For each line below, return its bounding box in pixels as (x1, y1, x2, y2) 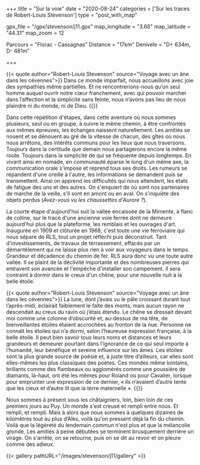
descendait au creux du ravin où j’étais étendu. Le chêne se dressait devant (6, 308, 192, 316)
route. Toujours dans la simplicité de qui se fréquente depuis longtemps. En (6, 152, 192, 159)
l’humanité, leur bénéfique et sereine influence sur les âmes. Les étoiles (6, 347, 183, 353)
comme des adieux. (6, 440, 55, 448)
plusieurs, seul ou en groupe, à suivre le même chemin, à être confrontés (6, 120, 186, 127)
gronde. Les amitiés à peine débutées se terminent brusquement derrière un (6, 428, 194, 435)
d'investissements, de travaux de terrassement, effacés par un (6, 240, 161, 247)
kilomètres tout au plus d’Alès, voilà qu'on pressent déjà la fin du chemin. (6, 415, 186, 422)
